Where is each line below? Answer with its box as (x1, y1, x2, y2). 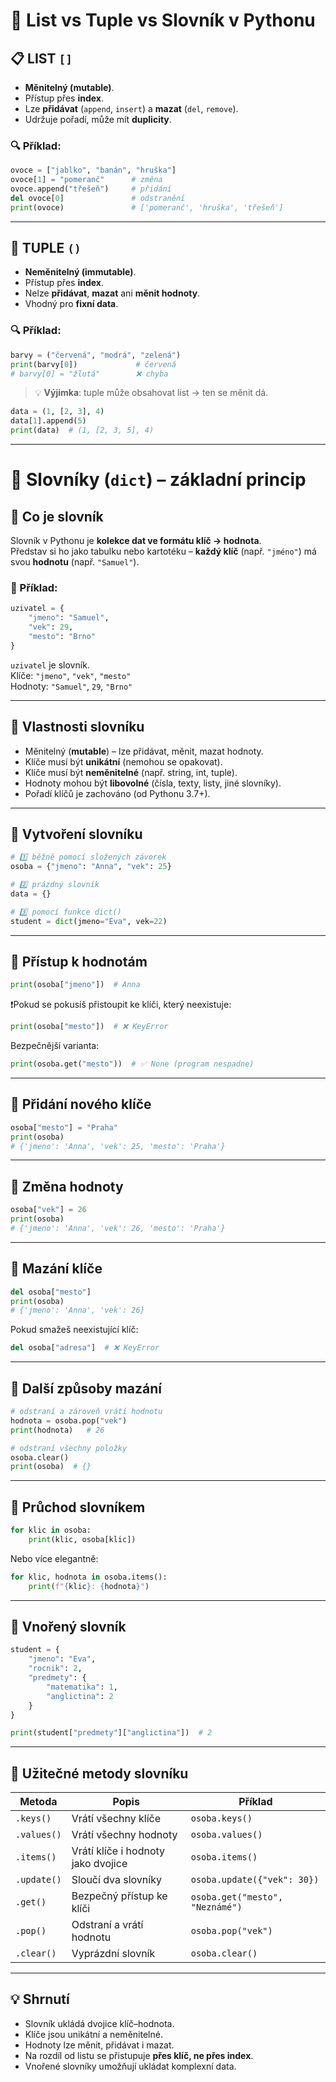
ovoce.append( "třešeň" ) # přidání (10, 184, 172, 194)
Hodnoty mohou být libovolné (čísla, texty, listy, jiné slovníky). (24, 777, 282, 789)
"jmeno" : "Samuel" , (28, 613, 110, 623)
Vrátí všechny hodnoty (71, 1828, 178, 1842)
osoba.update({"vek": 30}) (190, 1874, 320, 1886)
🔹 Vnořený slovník (10, 1618, 127, 1635)
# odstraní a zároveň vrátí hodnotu (10, 1407, 163, 1417)
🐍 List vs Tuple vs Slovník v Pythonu (10, 9, 316, 32)
